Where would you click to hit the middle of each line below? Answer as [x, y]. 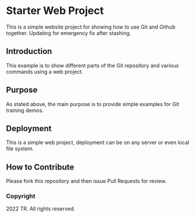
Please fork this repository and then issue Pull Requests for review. [86, 181]
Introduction [29, 52]
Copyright [21, 196]
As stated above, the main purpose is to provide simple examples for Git [93, 104]
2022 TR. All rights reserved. [41, 209]
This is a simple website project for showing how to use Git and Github [91, 27]
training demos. [25, 110]
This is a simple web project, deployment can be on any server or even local [98, 143]
